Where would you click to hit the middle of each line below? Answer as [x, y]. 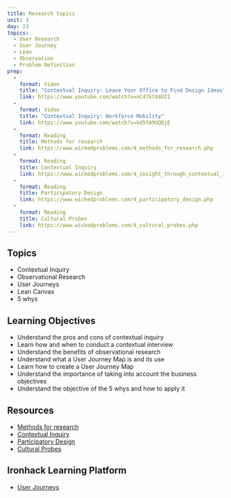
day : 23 [18, 26]
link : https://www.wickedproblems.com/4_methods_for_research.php [117, 148]
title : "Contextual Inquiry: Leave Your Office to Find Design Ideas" [123, 90]
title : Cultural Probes [54, 219]
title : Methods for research [61, 142]
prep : [15, 71]
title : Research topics [41, 13]
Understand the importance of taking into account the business [107, 374]
